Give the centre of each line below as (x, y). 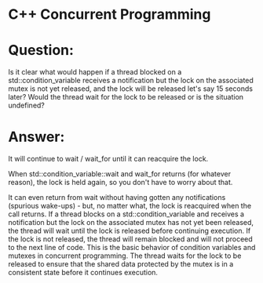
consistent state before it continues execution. (83, 273)
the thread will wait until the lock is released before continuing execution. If (130, 231)
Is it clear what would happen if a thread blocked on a (95, 72)
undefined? (27, 105)
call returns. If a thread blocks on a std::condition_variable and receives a (126, 214)
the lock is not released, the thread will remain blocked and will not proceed (130, 239)
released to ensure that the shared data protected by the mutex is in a (121, 264)
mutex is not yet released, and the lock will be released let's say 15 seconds (131, 89)
